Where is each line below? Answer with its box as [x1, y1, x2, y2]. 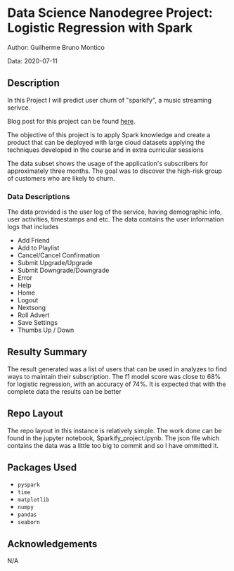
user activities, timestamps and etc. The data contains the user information [7, 215, 224, 224]
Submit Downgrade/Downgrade [17, 266, 110, 275]
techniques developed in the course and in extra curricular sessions [7, 146, 204, 154]
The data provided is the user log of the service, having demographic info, [7, 207, 223, 216]
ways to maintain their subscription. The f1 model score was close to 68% [7, 372, 221, 380]
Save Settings [17, 319, 58, 327]
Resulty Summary [7, 346, 88, 358]
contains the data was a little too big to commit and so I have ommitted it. [7, 441, 219, 449]
